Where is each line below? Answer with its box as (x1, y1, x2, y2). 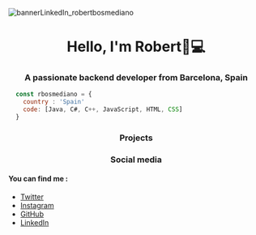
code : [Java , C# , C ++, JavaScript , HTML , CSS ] (23, 105, 183, 113)
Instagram (19, 201, 54, 211)
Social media (110, 154, 162, 165)
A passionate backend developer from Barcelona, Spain (23, 72, 249, 83)
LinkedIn (19, 218, 49, 228)
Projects (119, 132, 153, 143)
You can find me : (8, 174, 69, 184)
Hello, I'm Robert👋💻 (66, 37, 206, 56)
